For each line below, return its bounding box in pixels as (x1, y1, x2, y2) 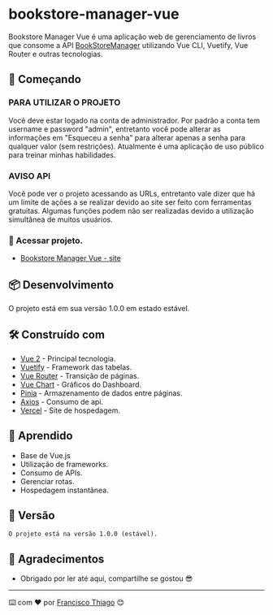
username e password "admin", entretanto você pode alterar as (8, 123, 221, 134)
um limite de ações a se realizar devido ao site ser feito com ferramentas (8, 197, 252, 207)
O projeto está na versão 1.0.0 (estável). (8, 530, 158, 539)
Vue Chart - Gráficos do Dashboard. (19, 379, 142, 389)
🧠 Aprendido (8, 429, 73, 443)
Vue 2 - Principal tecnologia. (19, 353, 116, 363)
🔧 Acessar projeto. (8, 235, 84, 246)
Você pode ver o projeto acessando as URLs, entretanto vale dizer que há (8, 188, 256, 198)
